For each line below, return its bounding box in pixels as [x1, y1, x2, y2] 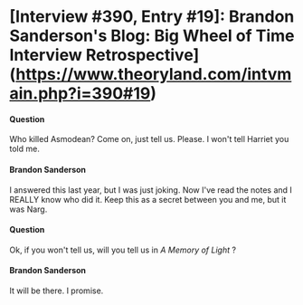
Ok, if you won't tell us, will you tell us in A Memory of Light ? [9, 244, 237, 255]
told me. [9, 143, 41, 155]
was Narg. [9, 204, 48, 214]
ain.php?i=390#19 [9, 83, 151, 104]
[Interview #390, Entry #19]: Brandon [9, 6, 295, 27]
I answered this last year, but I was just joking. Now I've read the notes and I [9, 184, 292, 195]
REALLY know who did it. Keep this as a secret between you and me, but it [9, 194, 287, 205]
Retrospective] [85, 45, 200, 65]
